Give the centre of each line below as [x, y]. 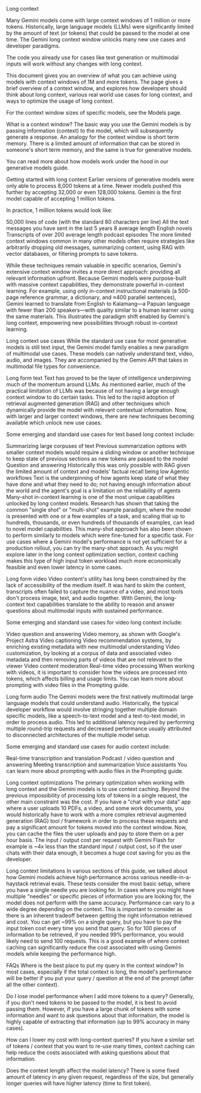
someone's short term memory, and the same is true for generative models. [99, 150]
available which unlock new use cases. [54, 422]
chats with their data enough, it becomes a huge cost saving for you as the [98, 853]
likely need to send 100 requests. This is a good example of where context [98, 941]
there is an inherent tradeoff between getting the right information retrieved [99, 916]
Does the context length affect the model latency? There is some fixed [93, 1070]
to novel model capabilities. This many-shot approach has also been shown [99, 529]
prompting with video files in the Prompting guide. [68, 685]
